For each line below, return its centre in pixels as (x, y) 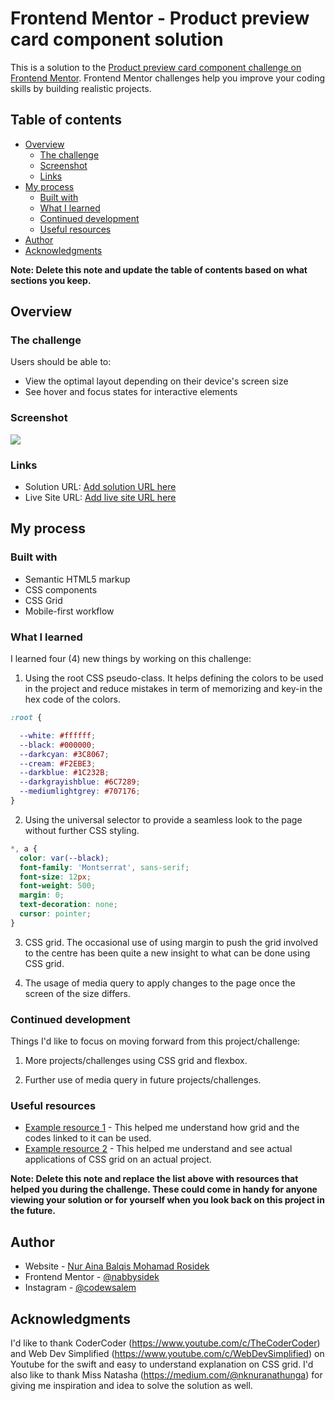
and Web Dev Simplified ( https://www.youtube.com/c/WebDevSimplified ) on (167, 1353)
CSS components (61, 589)
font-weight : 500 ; (58, 886)
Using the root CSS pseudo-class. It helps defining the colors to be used (174, 678)
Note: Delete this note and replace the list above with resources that (154, 1179)
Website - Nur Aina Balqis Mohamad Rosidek (117, 1266)
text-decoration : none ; (68, 905)
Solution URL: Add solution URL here (100, 487)
